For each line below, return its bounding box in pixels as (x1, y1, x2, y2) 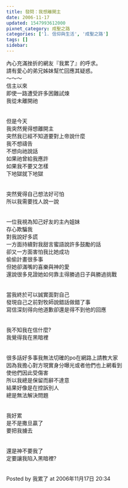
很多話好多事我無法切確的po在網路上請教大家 (6, 354, 118, 361)
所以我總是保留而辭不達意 (6, 376, 70, 383)
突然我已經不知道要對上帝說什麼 (6, 132, 85, 139)
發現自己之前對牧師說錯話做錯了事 (6, 298, 91, 305)
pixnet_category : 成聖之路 (6, 25, 70, 32)
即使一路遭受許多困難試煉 (6, 90, 70, 97)
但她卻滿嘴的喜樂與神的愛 (6, 263, 70, 270)
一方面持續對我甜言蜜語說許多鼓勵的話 (6, 240, 101, 248)
